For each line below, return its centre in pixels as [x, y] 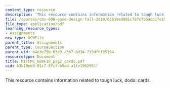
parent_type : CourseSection [35, 47]
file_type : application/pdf [35, 24]
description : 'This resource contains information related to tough [79, 15]
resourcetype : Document [30, 57]
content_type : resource [30, 10]
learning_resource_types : [32, 29]
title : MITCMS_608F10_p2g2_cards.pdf [45, 61]
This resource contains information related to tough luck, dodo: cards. [78, 80]
